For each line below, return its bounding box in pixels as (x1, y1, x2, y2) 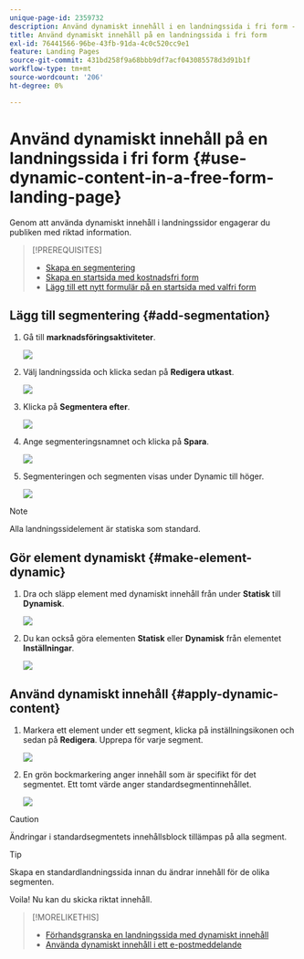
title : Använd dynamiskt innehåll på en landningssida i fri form (9, 30, 267, 39)
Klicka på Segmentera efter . (22, 401, 131, 412)
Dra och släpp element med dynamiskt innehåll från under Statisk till (22, 589, 281, 599)
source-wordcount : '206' (9, 73, 104, 82)
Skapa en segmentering (45, 262, 136, 273)
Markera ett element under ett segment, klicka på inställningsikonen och (22, 724, 295, 735)
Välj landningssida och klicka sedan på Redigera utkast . (22, 367, 235, 378)
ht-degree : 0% (9, 81, 64, 90)
